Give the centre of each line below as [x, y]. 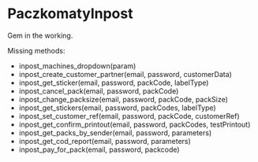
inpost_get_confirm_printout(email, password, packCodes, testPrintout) [135, 124]
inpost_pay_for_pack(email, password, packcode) [99, 149]
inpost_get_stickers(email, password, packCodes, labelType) [117, 108]
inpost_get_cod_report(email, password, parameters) [105, 141]
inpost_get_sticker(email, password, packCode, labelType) [114, 83]
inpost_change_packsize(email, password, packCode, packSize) [123, 99]
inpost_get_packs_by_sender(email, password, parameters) [115, 133]
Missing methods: [36, 50]
